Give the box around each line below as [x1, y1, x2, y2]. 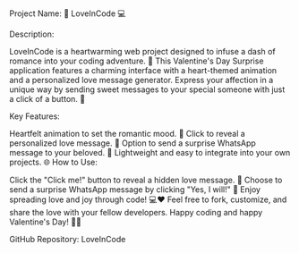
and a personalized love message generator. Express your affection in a [9, 75, 274, 85]
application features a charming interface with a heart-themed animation [9, 65, 278, 75]
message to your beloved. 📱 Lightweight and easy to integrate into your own [9, 148, 291, 157]
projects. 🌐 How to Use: [9, 156, 98, 167]
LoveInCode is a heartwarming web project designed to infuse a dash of [9, 46, 276, 56]
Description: [9, 29, 55, 39]
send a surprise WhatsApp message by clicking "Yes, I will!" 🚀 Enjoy [9, 184, 261, 195]
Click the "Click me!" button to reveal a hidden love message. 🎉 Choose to [9, 174, 283, 185]
